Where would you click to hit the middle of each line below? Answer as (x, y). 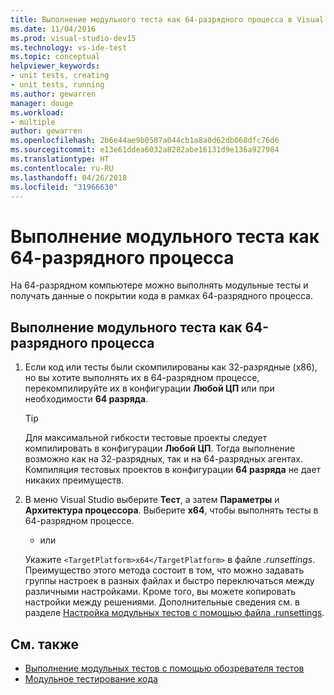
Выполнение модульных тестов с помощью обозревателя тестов (164, 668)
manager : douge (42, 103)
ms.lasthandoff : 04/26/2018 (69, 177)
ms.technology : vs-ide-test (69, 47)
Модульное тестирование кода (91, 678)
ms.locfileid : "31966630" (64, 187)
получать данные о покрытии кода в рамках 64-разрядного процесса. (162, 296)
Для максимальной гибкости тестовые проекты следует (146, 438)
